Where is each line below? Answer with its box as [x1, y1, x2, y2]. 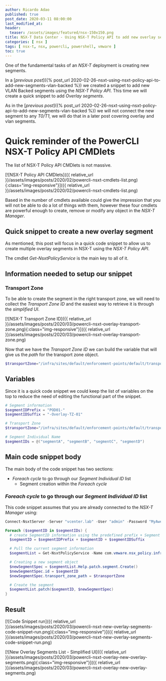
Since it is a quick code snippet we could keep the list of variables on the [5, 388, 154, 394]
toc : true [5, 48, 26, 53]
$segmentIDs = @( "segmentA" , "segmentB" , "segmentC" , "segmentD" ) [5, 439, 145, 444]
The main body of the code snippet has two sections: [5, 466, 114, 472]
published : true [5, 12, 39, 17]
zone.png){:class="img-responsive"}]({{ [5, 326, 87, 332]
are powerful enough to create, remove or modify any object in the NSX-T [5, 208, 155, 214]
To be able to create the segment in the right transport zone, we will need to [5, 295, 160, 302]
